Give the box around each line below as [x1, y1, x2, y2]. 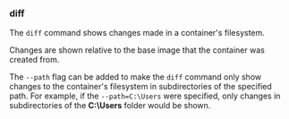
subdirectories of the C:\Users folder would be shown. [9, 100, 211, 111]
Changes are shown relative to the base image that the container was [9, 45, 266, 55]
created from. [9, 55, 60, 65]
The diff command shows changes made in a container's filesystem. [9, 28, 266, 38]
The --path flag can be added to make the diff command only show [9, 72, 262, 82]
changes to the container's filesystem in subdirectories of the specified [9, 81, 273, 92]
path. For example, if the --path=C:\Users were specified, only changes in [9, 90, 281, 101]
